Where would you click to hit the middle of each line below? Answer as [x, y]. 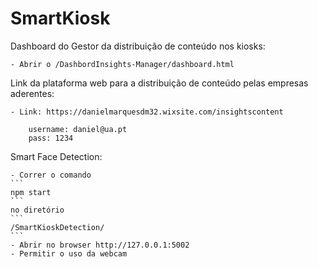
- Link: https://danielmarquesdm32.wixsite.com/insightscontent [147, 112]
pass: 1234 [51, 138]
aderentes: [32, 93]
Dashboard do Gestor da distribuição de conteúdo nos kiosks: [138, 46]
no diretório [37, 210]
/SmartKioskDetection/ [57, 227]
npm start [31, 192]
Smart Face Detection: [56, 156]
